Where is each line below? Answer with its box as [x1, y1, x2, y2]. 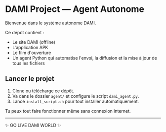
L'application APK [12, 44, 48, 50]
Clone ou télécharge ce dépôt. [12, 88, 75, 94]
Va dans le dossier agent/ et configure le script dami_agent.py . [12, 93, 139, 99]
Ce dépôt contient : [5, 29, 44, 35]
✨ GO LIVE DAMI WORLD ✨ [5, 122, 61, 128]
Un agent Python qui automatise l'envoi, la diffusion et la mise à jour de [12, 55, 157, 61]
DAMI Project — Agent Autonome [5, 3, 145, 15]
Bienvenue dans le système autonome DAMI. [5, 20, 96, 26]
